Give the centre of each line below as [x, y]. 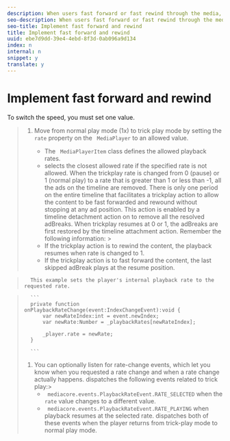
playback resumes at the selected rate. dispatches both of [126, 416]
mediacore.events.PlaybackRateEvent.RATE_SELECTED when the [135, 394]
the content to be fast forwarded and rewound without [120, 202]
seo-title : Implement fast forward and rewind [75, 26]
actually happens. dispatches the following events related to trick [126, 379]
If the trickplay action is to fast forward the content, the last [128, 260]
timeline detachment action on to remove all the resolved [125, 216]
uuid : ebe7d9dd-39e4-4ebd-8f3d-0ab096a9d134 [72, 39]
